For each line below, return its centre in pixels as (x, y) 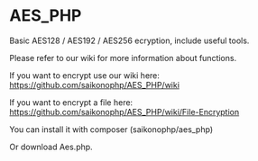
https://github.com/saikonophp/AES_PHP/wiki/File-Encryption (124, 112)
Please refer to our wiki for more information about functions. (123, 58)
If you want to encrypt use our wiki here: (85, 75)
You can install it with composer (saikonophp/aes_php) (111, 129)
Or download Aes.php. (51, 147)
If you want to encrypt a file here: (71, 102)
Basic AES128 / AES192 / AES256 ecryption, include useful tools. (129, 40)
